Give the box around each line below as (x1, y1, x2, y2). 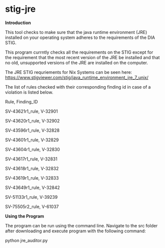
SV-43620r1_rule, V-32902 (5, 118, 60, 124)
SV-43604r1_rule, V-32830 (5, 146, 60, 152)
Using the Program (5, 213, 44, 219)
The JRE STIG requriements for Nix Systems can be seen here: (5, 69, 133, 75)
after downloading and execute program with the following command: (5, 228, 146, 234)
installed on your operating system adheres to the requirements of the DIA (5, 34, 155, 40)
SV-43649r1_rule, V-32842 (5, 185, 60, 190)
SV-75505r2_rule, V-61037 (5, 203, 59, 210)
